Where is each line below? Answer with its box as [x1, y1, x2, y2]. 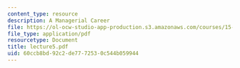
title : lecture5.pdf [7, 43, 69, 50]
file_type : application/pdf [7, 30, 91, 38]
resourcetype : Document [7, 37, 79, 44]
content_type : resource [7, 10, 79, 18]
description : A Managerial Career [7, 17, 111, 24]
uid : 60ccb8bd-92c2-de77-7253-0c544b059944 [7, 50, 139, 57]
